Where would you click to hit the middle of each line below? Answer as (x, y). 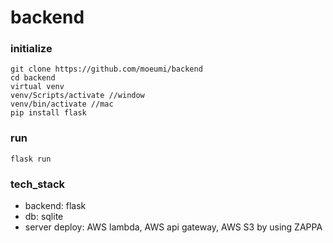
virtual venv (37, 87)
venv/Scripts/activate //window (77, 96)
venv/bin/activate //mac (62, 104)
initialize (31, 49)
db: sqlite (44, 217)
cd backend (33, 78)
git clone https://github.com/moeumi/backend (106, 69)
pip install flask (48, 113)
